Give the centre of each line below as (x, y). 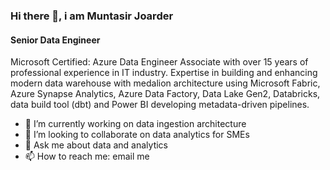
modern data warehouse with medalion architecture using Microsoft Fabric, (165, 83)
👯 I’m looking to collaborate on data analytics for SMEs (137, 135)
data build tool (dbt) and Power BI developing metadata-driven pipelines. (160, 105)
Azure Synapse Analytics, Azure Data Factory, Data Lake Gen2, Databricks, (165, 94)
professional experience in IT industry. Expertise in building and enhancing (164, 73)
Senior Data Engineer (55, 40)
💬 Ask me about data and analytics (96, 145)
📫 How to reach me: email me (87, 156)
